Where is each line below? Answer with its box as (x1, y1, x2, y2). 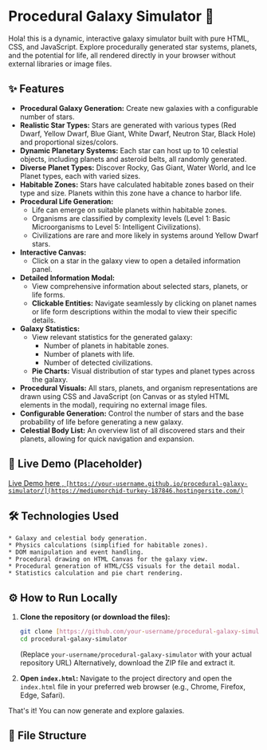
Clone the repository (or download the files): (19, 612, 171, 622)
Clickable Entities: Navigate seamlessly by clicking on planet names (31, 298, 257, 308)
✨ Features (8, 82, 65, 96)
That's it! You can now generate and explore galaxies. (8, 705, 185, 715)
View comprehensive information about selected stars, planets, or (31, 281, 249, 290)
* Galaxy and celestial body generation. (8, 535, 148, 543)
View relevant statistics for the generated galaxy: (31, 332, 193, 341)
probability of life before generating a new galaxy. (19, 416, 184, 426)
